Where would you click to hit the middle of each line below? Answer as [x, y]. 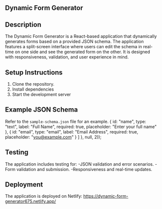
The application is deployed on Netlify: [44, 196]
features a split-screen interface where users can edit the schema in [74, 47]
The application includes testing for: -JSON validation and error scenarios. [80, 164]
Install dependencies [33, 89]
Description [23, 25]
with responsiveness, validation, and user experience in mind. [67, 57]
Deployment [24, 185]
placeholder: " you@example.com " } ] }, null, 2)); [53, 137]
